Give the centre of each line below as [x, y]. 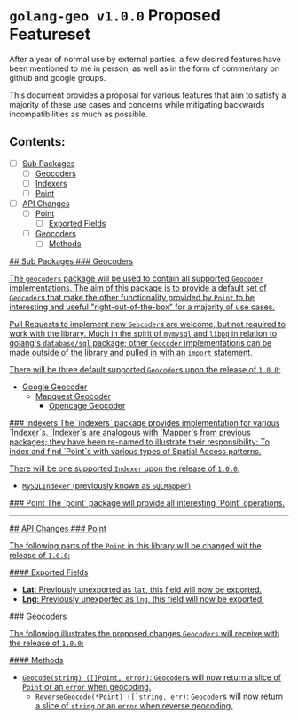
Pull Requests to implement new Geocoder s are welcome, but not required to [148, 324]
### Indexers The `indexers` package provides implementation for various [145, 423]
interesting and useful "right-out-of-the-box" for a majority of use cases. [142, 307]
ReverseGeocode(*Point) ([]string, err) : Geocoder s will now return [159, 696]
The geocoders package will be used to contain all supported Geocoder [137, 279]
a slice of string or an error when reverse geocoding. [134, 706]
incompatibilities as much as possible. [78, 114]
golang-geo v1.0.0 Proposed [115, 16]
